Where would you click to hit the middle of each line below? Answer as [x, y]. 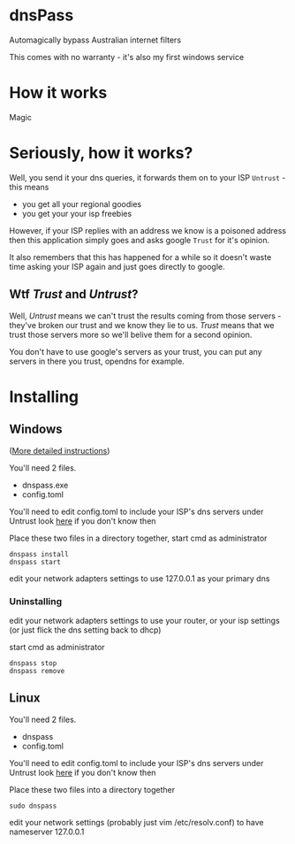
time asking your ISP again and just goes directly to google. [117, 266]
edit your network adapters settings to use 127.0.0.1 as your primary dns [140, 578]
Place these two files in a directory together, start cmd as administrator [138, 538]
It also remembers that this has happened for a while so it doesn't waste [140, 257]
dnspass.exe [45, 485]
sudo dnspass [33, 806]
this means [29, 187]
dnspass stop [33, 663]
